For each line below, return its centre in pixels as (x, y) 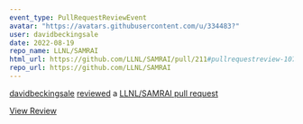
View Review (33, 111)
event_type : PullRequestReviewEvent (78, 18)
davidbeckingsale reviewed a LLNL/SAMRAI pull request (114, 93)
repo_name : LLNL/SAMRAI (54, 51)
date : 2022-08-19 (42, 43)
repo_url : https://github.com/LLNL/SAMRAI (90, 68)
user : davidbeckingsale (54, 34)
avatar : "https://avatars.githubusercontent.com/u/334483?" (125, 26)
